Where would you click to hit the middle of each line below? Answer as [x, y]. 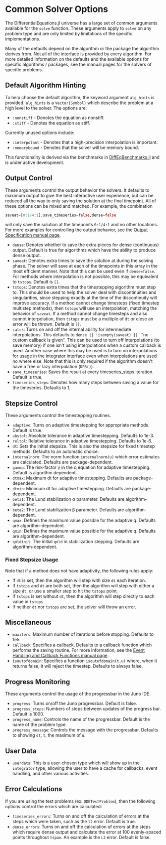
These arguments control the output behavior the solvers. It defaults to [77, 190]
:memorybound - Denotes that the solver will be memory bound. [76, 147]
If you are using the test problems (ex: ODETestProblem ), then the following [80, 801]
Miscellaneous [28, 622]
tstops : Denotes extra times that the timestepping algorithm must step [84, 287]
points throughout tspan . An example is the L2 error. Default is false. [82, 837]
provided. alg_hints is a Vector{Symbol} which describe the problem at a [79, 103]
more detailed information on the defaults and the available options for [77, 59]
